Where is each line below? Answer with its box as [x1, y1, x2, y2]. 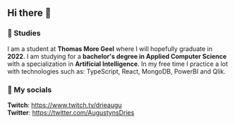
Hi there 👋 [7, 7, 52, 19]
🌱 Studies [7, 28, 41, 38]
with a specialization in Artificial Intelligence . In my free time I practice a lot [7, 60, 228, 68]
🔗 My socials [7, 84, 52, 94]
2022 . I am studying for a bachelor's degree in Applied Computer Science [7, 52, 227, 60]
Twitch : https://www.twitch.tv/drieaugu [7, 101, 122, 109]
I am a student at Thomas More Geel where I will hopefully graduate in [7, 44, 213, 53]
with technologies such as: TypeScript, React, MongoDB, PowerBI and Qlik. [7, 67, 226, 75]
